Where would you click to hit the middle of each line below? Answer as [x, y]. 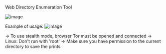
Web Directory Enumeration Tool [39, 7]
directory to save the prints [33, 46]
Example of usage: [24, 26]
